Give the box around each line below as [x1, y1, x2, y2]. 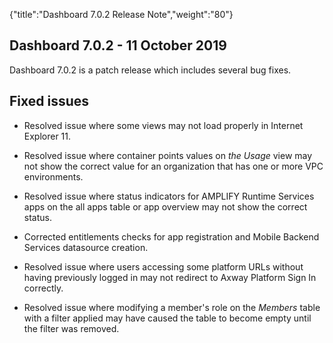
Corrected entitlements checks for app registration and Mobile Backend [23, 230, 320, 243]
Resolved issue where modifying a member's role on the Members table [23, 301, 321, 313]
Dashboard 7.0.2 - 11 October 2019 [9, 37, 227, 54]
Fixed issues [9, 93, 90, 110]
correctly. [23, 282, 64, 294]
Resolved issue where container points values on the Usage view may [23, 149, 313, 161]
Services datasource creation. [23, 241, 149, 253]
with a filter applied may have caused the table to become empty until [23, 312, 312, 324]
